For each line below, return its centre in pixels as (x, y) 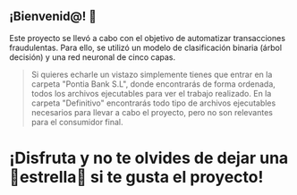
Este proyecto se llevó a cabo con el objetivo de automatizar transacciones (148, 38)
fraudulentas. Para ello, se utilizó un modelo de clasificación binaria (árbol (146, 47)
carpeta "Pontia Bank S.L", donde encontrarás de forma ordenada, (153, 84)
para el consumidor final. (77, 122)
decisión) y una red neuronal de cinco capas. (93, 57)
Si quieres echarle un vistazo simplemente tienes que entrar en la (152, 74)
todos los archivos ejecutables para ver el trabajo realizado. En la (151, 93)
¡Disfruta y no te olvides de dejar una (149, 158)
